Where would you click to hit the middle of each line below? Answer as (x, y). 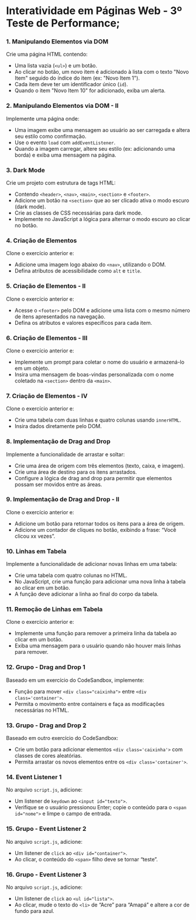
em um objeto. (32, 368)
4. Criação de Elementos (42, 240)
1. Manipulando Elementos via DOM (57, 42)
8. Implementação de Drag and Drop (58, 442)
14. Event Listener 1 (34, 777)
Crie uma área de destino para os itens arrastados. (76, 472)
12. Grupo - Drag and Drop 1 (46, 667)
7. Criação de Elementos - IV (47, 396)
